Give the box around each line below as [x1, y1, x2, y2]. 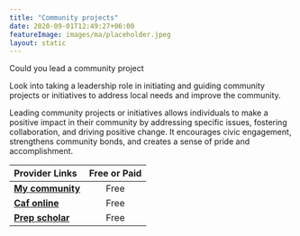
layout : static [9, 38, 67, 48]
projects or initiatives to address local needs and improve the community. [9, 90, 281, 101]
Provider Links [14, 168, 77, 180]
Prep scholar [14, 212, 70, 224]
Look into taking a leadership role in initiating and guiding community [9, 80, 266, 91]
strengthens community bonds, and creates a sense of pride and [9, 136, 250, 147]
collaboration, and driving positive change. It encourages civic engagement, [9, 127, 292, 138]
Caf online [14, 197, 59, 210]
